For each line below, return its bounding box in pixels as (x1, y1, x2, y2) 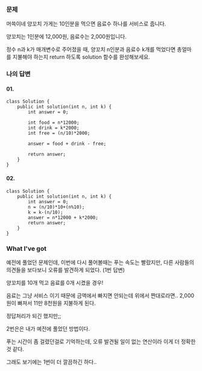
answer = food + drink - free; (28, 141, 107, 147)
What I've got (6, 244, 47, 253)
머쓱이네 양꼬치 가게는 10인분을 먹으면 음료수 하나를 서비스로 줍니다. (6, 20, 166, 28)
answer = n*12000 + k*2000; (28, 214, 98, 221)
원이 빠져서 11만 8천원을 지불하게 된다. (6, 299, 96, 306)
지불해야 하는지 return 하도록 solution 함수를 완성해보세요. (12, 53, 151, 61)
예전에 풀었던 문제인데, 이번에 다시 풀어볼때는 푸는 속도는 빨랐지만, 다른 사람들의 (6, 258, 195, 266)
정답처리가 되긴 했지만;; (6, 312, 62, 319)
